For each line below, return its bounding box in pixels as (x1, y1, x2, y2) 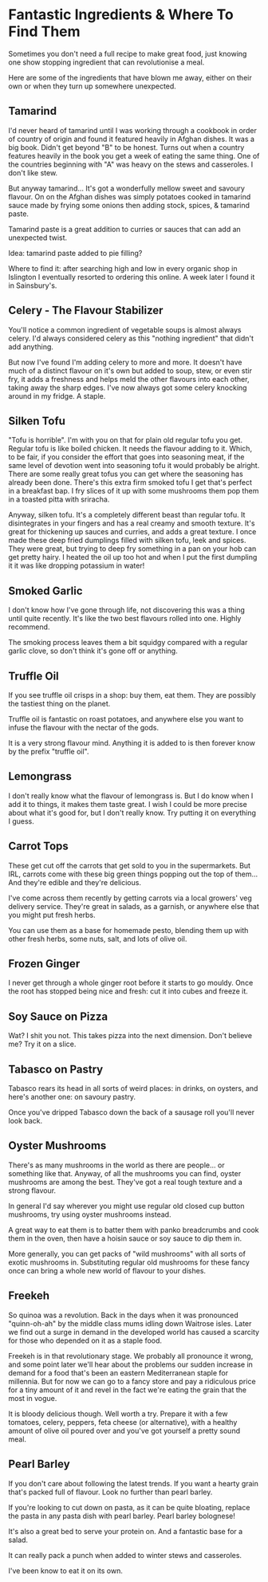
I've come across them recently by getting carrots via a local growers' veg (8, 893, 253, 903)
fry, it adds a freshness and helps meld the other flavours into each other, (8, 374, 250, 384)
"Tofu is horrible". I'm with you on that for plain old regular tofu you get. (8, 435, 243, 445)
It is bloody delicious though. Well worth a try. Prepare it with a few (8, 1409, 228, 1419)
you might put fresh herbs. (8, 910, 96, 919)
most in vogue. (8, 1393, 57, 1403)
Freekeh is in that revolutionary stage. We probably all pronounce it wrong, (8, 1351, 254, 1360)
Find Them (8, 22, 81, 41)
